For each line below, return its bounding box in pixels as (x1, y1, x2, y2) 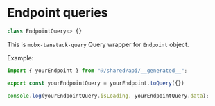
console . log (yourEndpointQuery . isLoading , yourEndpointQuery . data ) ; (7, 92, 209, 99)
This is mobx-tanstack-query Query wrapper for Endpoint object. (7, 40, 189, 48)
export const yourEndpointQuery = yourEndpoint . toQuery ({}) (7, 80, 185, 87)
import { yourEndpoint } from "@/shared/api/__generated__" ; (7, 67, 188, 74)
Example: (7, 53, 34, 62)
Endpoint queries (7, 5, 109, 21)
